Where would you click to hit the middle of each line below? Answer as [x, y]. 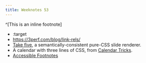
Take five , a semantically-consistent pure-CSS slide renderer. [77, 45]
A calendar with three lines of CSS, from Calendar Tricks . [72, 50]
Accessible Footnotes [35, 55]
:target [20, 34]
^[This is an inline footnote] [34, 24]
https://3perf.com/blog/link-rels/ [46, 39]
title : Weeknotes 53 [27, 10]
